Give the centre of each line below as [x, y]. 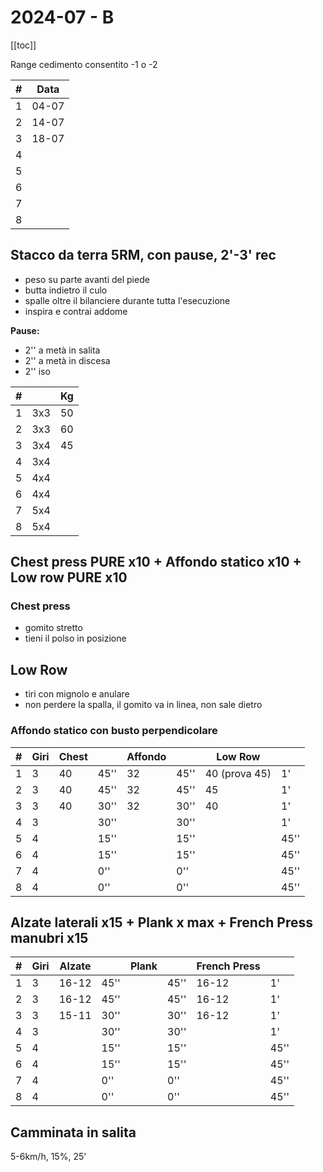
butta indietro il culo [66, 290]
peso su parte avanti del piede [87, 279]
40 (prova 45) [238, 773]
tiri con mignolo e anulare [77, 694]
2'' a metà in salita [62, 350]
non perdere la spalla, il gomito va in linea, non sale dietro [143, 705]
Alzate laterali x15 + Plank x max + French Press [161, 922]
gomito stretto [53, 628]
